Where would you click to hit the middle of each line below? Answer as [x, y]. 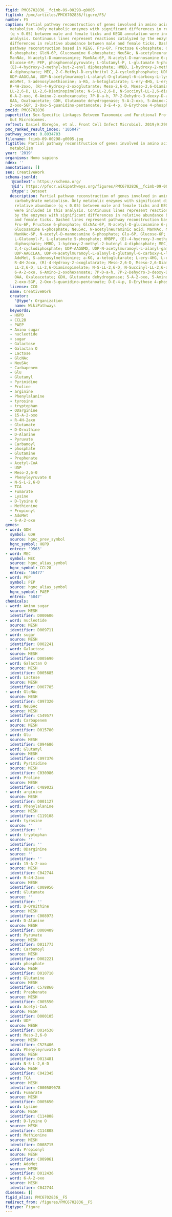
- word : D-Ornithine [27, 906]
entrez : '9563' [26, 549]
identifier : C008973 [32, 916]
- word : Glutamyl [24, 749]
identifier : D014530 [32, 1031]
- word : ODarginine [26, 849]
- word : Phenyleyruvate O [33, 1049]
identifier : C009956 [32, 887]
